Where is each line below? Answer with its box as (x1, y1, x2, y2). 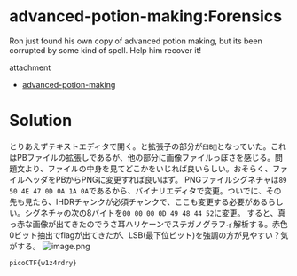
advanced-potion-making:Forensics (9, 6, 282, 27)
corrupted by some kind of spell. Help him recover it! (9, 44, 202, 55)
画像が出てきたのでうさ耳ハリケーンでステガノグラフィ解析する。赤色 (32, 218, 288, 229)
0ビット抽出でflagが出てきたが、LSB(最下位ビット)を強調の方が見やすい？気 (9, 229, 289, 241)
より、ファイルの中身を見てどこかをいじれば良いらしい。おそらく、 (24, 162, 273, 174)
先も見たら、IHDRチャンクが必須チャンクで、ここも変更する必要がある (9, 196, 269, 207)
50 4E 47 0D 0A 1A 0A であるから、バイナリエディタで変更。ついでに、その (9, 185, 282, 196)
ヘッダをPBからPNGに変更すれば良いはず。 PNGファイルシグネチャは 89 (24, 174, 287, 185)
